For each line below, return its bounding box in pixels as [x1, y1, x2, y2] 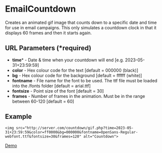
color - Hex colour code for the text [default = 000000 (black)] [12, 67, 139, 73]
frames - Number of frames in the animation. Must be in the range [12, 93, 145, 99]
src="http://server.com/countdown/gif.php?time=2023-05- [16, 125, 134, 130]
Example [5, 113, 32, 121]
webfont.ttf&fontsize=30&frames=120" [5, 134, 82, 139]
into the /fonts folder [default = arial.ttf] [12, 83, 91, 89]
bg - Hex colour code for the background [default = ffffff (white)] [12, 72, 142, 78]
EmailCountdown [5, 3, 76, 15]
